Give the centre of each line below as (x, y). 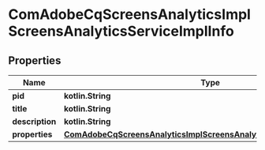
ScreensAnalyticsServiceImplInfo (121, 31)
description (34, 122)
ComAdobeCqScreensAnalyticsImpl (129, 15)
